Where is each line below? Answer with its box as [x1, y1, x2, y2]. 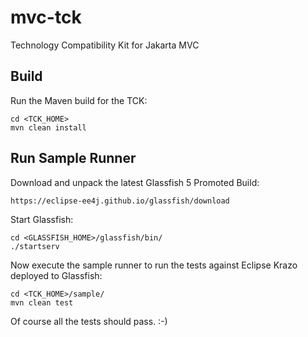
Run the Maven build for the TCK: [10, 94, 148, 106]
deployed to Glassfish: [10, 269, 103, 281]
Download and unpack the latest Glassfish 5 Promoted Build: [10, 176, 260, 188]
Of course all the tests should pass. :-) [10, 315, 168, 327]
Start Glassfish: [10, 213, 74, 225]
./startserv [10, 241, 60, 251]
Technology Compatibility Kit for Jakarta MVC [10, 39, 200, 51]
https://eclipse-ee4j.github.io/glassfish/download [10, 196, 230, 206]
